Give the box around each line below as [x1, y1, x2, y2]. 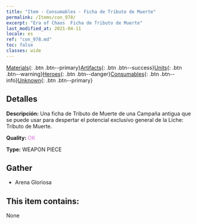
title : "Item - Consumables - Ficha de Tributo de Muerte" [6, 8, 156, 15]
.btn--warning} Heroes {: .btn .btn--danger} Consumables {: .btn [6, 70, 159, 78]
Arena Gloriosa [14, 179, 52, 186]
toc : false [6, 42, 33, 48]
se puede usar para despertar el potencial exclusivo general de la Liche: [6, 116, 184, 123]
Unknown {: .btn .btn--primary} [17, 76, 93, 84]
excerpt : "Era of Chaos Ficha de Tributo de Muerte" [6, 20, 143, 26]
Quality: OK [6, 134, 36, 141]
